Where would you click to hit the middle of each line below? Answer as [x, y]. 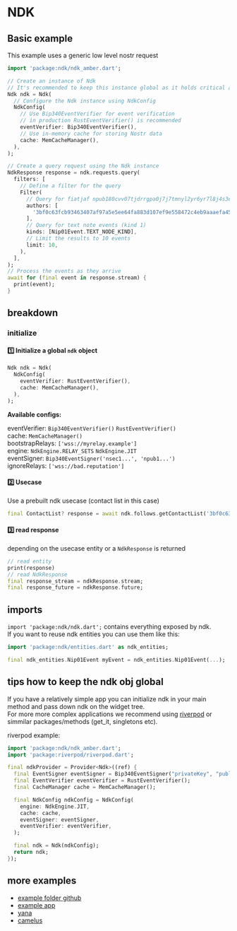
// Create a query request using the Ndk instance [83, 166]
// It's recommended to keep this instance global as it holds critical [116, 88]
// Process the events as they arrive [64, 271]
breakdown [33, 313]
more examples [42, 881]
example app [36, 905]
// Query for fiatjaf [58, 199]
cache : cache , [41, 813]
